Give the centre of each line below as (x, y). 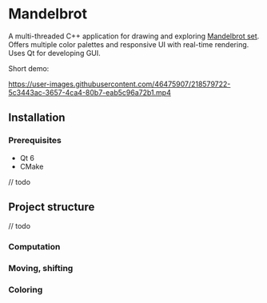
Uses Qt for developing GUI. (55, 53)
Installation (37, 118)
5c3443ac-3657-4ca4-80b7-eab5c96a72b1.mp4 (90, 92)
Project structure (52, 207)
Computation (34, 247)
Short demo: (29, 68)
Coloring (26, 290)
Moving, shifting (41, 269)
